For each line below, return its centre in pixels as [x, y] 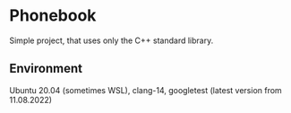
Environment [46, 69]
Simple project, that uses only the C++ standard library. [111, 40]
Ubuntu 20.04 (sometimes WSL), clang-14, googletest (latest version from [145, 90]
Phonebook [53, 16]
